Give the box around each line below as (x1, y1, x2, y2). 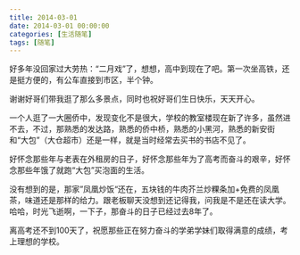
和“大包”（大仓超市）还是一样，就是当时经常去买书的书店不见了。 (9, 135, 252, 145)
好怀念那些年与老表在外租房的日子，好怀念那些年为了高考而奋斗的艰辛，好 (9, 153, 283, 165)
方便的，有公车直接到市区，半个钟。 (24, 75, 158, 86)
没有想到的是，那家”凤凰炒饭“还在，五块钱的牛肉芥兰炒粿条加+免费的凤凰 (9, 184, 279, 194)
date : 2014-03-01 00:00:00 (9, 21, 110, 30)
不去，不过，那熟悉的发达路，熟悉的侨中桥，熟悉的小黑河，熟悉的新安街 (9, 124, 275, 135)
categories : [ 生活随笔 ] (9, 29, 92, 38)
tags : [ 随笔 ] (9, 37, 55, 47)
